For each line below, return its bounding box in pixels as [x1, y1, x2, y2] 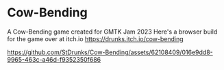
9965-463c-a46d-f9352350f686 [7, 55, 101, 63]
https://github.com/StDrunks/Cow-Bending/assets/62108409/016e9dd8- [7, 48, 214, 56]
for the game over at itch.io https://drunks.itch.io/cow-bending [7, 34, 184, 43]
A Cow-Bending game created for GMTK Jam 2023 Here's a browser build [7, 27, 218, 36]
